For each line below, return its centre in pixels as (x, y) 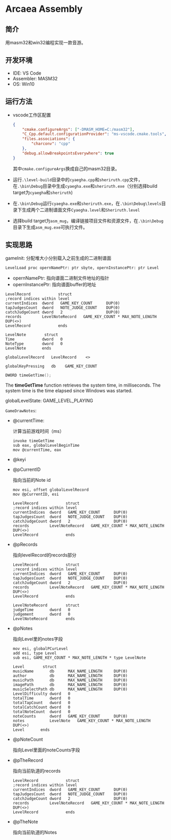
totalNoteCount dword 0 (41, 712)
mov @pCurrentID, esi (36, 495)
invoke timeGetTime (34, 441)
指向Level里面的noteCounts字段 (46, 750)
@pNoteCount (28, 740)
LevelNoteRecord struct (46, 605)
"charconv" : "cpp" (51, 144)
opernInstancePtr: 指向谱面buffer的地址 (54, 285)
